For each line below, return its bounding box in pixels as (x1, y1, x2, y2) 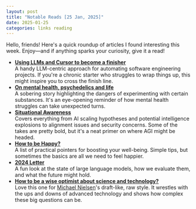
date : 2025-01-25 (6, 19, 49, 25)
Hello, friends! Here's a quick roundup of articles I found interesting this (6, 41, 180, 48)
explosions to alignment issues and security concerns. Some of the (14, 121, 178, 128)
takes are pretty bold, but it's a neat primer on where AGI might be (14, 128, 175, 135)
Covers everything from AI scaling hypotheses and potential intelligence (14, 115, 190, 122)
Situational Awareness (14, 109, 72, 116)
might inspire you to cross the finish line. (14, 78, 114, 85)
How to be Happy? (14, 140, 61, 147)
